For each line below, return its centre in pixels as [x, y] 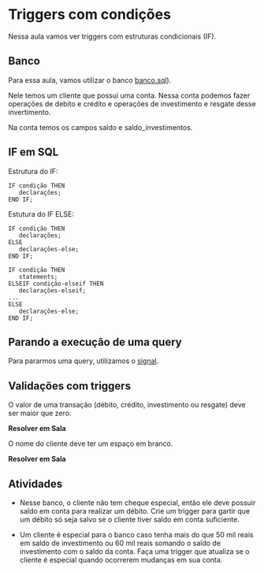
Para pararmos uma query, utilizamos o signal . [84, 361]
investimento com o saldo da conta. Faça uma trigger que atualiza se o [134, 552]
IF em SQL [33, 152]
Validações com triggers [70, 386]
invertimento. [30, 112]
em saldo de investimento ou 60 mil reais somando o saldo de [120, 543]
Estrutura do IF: [33, 171]
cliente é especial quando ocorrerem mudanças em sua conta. [121, 560]
